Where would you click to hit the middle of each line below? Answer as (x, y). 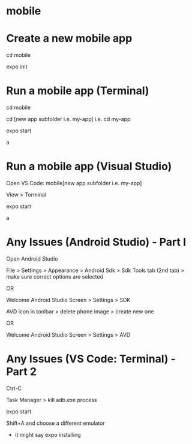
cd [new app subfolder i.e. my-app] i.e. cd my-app (68, 119)
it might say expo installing (48, 434)
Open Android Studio (32, 258)
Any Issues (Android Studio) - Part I (96, 242)
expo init (17, 67)
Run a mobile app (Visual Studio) (89, 167)
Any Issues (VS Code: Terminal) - (91, 359)
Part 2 (22, 372)
